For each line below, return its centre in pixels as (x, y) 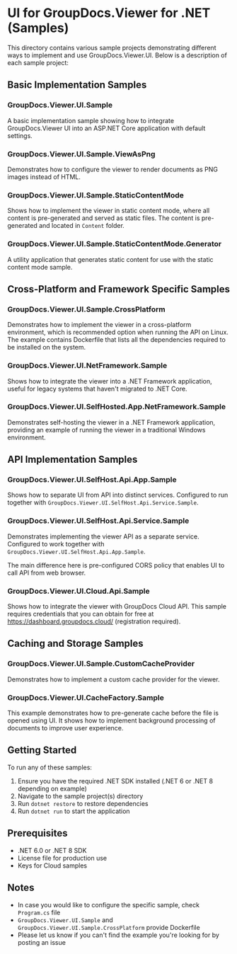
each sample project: (38, 62)
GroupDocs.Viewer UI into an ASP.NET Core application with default (106, 128)
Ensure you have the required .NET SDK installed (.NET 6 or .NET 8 (115, 781)
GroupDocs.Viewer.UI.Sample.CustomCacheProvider (101, 664)
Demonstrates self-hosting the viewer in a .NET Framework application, (111, 422)
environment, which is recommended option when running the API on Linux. (118, 332)
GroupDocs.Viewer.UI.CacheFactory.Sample (86, 697)
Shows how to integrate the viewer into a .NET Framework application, (110, 381)
